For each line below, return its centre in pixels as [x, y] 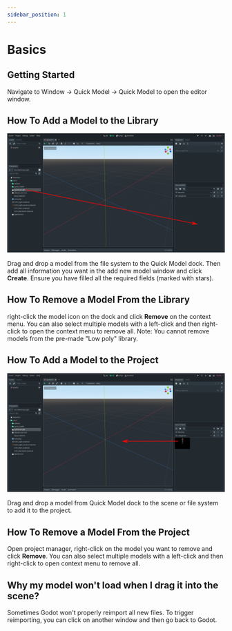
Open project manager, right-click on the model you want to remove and [110, 549]
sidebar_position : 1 [37, 14]
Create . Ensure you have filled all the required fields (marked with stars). [110, 278]
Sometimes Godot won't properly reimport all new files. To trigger [100, 612]
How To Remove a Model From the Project [98, 532]
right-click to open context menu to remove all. [74, 563]
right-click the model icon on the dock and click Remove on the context [109, 316]
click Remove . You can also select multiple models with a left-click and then [115, 556]
